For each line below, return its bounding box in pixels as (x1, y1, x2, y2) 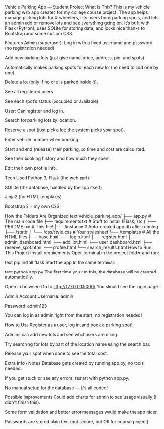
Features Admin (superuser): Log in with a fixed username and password (5, 40, 153, 46)
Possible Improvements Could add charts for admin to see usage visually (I (5, 394, 157, 400)
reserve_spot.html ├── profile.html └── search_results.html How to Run (5, 244, 152, 250)
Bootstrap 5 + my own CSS (5, 203, 60, 209)
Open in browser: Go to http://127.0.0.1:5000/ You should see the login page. (5, 284, 160, 289)
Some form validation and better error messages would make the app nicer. (5, 409, 158, 415)
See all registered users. (5, 89, 55, 94)
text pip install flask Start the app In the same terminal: (5, 259, 115, 265)
